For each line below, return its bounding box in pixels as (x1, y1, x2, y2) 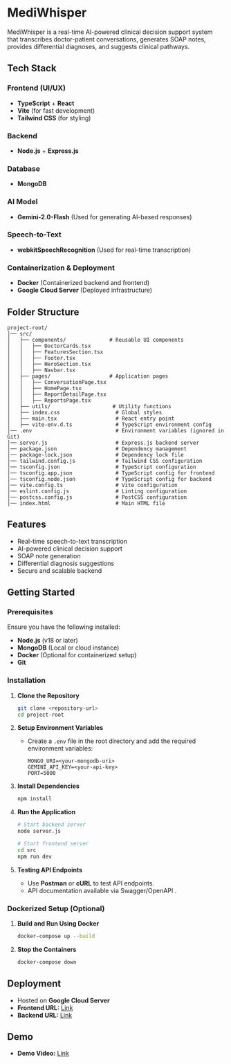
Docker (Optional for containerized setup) (17, 651, 137, 659)
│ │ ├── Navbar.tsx (7, 367, 76, 374)
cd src (17, 846, 37, 854)
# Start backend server (17, 821, 86, 828)
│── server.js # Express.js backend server (7, 439, 199, 446)
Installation (7, 676, 46, 686)
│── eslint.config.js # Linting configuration (7, 488, 187, 495)
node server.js (17, 828, 62, 835)
